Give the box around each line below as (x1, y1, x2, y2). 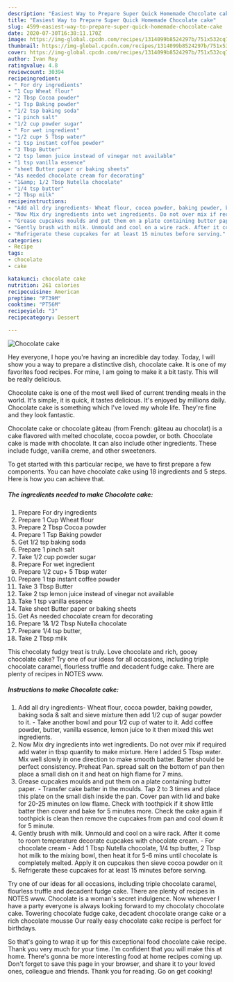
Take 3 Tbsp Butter (17, 582, 74, 591)
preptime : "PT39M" (8, 295, 61, 302)
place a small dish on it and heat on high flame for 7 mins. (17, 770, 183, 778)
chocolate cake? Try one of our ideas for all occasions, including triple (8, 655, 209, 663)
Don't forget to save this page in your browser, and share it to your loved (8, 959, 215, 968)
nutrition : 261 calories (8, 281, 80, 289)
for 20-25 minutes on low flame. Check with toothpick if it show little (17, 799, 214, 808)
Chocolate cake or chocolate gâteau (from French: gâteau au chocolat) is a (8, 424, 223, 432)
